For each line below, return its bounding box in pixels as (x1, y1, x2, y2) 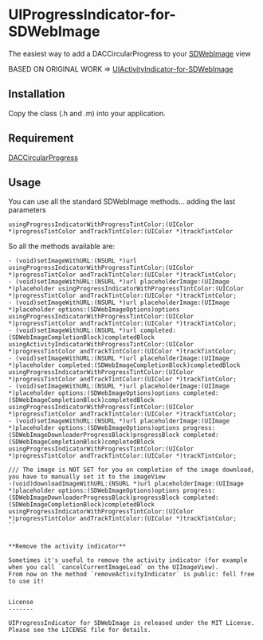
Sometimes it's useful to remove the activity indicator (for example (8, 556, 248, 564)
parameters (8, 205, 46, 215)
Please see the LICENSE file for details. (8, 626, 151, 634)
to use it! (8, 577, 45, 586)
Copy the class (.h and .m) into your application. (8, 108, 166, 118)
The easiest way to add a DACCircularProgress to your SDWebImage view (8, 49, 251, 58)
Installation (8, 88, 65, 101)
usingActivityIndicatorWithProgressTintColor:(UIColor (8, 341, 194, 349)
